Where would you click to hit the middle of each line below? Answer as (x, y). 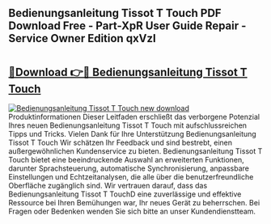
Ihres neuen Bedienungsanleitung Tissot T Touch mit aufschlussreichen (128, 125)
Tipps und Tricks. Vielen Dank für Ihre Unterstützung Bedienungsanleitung (132, 134)
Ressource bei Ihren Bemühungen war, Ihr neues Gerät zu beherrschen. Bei (134, 203)
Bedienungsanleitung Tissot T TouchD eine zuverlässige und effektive (125, 194)
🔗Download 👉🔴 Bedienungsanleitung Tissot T (128, 72)
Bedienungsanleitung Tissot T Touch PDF (115, 13)
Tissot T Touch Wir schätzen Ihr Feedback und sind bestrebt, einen (121, 142)
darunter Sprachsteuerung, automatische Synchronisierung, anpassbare (129, 168)
